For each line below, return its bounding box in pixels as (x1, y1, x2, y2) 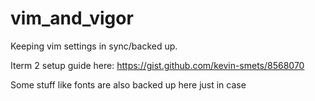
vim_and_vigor (10, 7, 134, 30)
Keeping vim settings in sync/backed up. (10, 40, 178, 52)
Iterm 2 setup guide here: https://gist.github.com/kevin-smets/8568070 (10, 59, 305, 71)
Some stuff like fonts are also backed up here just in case (10, 78, 247, 91)
